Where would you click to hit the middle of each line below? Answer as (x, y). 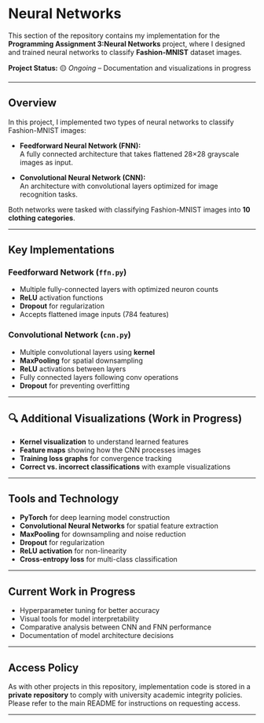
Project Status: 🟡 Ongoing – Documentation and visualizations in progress (130, 68)
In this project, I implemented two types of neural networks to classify (121, 122)
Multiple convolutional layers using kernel (87, 352)
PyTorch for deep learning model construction (95, 518)
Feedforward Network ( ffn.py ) (68, 272)
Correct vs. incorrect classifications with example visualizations (125, 467)
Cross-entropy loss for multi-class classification (99, 559)
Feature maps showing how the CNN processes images (110, 450)
